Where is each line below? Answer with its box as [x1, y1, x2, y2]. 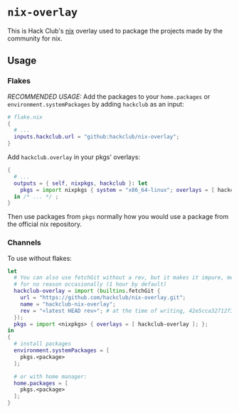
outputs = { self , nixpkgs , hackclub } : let [14, 180, 148, 187]
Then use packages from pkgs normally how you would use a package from [7, 213, 229, 221]
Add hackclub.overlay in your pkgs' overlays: [7, 153, 141, 161]
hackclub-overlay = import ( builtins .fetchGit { [14, 287, 161, 295]
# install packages [14, 340, 72, 348]
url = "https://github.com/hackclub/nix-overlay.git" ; [20, 294, 186, 301]
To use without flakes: [7, 254, 73, 262]
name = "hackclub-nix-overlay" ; [20, 301, 116, 308]
